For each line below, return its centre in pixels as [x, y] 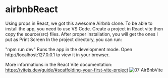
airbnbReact [32, 9]
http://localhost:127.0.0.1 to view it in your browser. [58, 55]
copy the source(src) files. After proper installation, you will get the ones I [81, 34]
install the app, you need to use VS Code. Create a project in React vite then [84, 28]
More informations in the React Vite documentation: [59, 64]
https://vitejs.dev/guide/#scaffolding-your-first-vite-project [67, 70]
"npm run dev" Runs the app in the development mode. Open [69, 49]
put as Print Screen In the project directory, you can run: [64, 40]
